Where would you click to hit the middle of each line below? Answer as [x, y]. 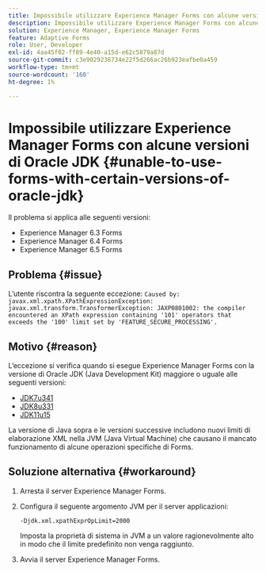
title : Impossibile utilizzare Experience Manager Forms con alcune [123, 15]
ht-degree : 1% [32, 82]
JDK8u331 [36, 406]
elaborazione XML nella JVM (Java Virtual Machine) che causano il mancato [133, 439]
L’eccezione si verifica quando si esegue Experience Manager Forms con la [131, 366]
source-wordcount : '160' [49, 75]
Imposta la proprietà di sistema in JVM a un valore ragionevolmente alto [137, 536]
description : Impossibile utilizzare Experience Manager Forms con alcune [134, 23]
